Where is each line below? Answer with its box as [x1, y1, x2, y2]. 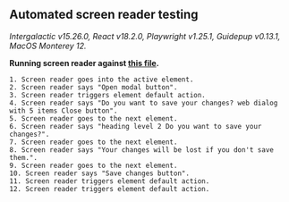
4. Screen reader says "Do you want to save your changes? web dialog [9, 98, 278, 107]
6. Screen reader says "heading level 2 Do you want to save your [9, 122, 262, 130]
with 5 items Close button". [9, 106, 118, 115]
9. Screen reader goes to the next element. [9, 161, 178, 170]
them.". [9, 153, 38, 162]
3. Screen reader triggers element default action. [9, 90, 206, 99]
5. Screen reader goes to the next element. [9, 114, 178, 123]
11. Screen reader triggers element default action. [9, 176, 210, 186]
